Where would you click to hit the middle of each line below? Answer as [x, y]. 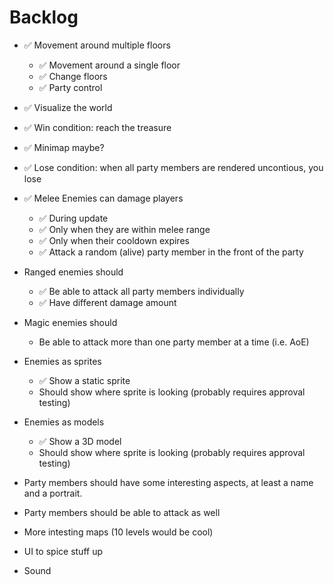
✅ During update [73, 218]
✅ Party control [70, 87]
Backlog [44, 17]
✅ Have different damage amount [107, 302]
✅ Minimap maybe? [64, 147]
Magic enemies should [70, 322]
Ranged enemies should [73, 272]
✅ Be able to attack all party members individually [141, 291]
